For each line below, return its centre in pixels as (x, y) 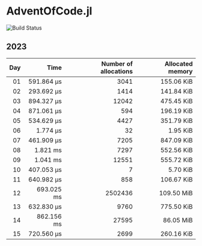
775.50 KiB (176, 206)
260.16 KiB (176, 233)
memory (180, 71)
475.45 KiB (176, 101)
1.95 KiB (180, 130)
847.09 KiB (176, 140)
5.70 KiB (180, 169)
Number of (117, 63)
